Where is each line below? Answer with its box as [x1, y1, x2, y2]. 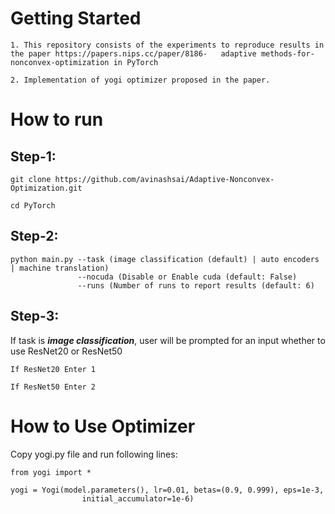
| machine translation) [10, 263, 110, 273]
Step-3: [10, 308, 60, 325]
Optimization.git [10, 183, 83, 193]
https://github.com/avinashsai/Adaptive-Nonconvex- [54, 174, 275, 184]
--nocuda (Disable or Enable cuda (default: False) [77, 272, 298, 282]
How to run [10, 108, 104, 131]
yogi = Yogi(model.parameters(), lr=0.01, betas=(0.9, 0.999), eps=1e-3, [10, 485, 325, 495]
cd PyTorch [10, 200, 56, 211]
